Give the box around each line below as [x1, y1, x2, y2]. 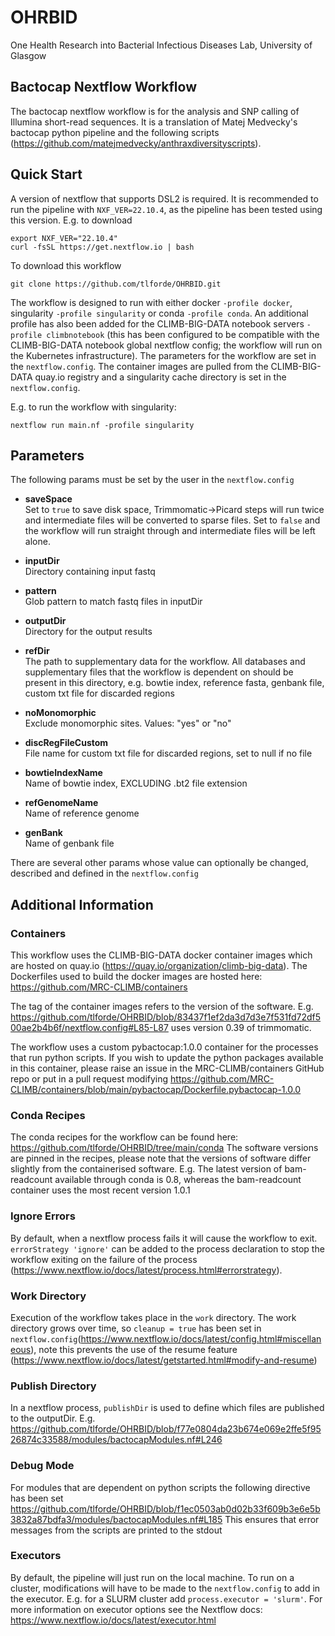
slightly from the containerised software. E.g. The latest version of [10, 1163, 283, 1175]
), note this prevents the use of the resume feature [30, 1343, 238, 1355]
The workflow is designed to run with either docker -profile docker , [10, 296, 293, 308]
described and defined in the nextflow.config [10, 867, 200, 880]
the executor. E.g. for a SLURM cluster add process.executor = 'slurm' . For [10, 1592, 323, 1605]
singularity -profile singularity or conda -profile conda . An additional [10, 307, 309, 319]
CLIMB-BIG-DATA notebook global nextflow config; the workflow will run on [10, 339, 323, 351]
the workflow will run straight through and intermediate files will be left [24, 525, 316, 537]
